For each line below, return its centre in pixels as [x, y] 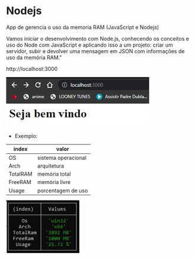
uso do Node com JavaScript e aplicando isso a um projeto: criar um [90, 45]
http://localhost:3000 [32, 68]
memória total [54, 174]
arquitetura [51, 166]
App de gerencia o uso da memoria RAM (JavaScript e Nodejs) [83, 27]
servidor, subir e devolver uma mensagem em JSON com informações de [95, 51]
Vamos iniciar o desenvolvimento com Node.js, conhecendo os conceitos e [97, 38]
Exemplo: [26, 136]
